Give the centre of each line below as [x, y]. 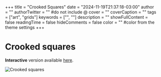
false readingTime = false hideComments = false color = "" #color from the [80, 22]
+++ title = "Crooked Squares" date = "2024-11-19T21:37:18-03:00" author [80, 7]
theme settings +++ [25, 27]
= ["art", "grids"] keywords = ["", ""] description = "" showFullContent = [77, 17]
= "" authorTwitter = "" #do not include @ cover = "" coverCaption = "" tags [81, 12]
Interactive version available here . [39, 60]
